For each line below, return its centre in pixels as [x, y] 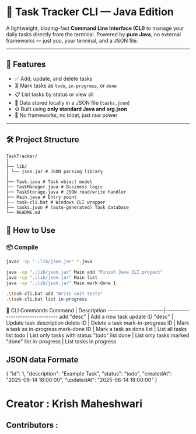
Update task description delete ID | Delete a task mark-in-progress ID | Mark [98, 323]
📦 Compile [22, 247]
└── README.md [23, 212]
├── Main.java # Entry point [41, 197]
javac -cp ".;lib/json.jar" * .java [49, 262]
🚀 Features [26, 65]
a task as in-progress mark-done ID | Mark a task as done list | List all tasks [97, 329]
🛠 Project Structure [43, 140]
